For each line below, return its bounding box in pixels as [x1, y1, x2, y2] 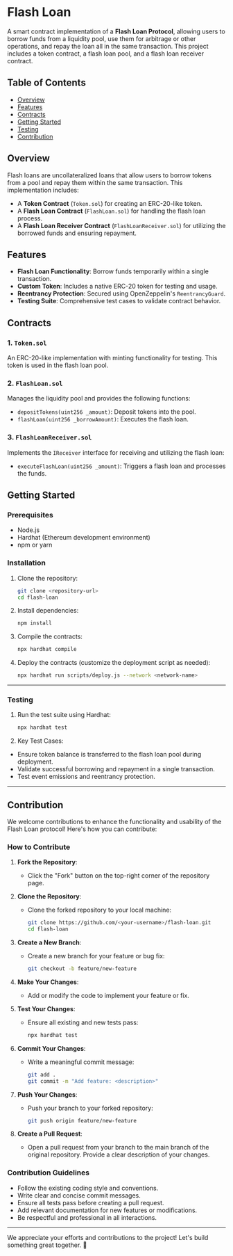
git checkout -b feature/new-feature [27, 965, 137, 972]
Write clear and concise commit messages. [17, 1191, 141, 1200]
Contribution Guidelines [7, 1168, 90, 1177]
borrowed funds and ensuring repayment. [17, 229, 137, 237]
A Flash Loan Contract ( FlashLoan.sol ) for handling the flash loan [17, 207, 206, 215]
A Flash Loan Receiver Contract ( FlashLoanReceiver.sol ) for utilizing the [17, 221, 227, 230]
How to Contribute [7, 842, 71, 852]
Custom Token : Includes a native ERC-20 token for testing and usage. [17, 282, 218, 291]
